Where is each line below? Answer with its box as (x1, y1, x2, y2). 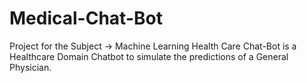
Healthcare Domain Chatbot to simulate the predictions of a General (9, 50, 289, 62)
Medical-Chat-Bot (9, 7, 163, 30)
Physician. (9, 61, 52, 73)
